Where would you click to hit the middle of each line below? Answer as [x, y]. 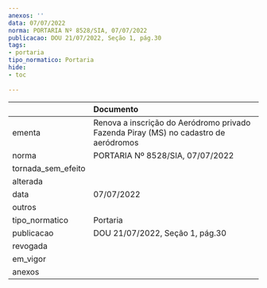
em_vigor [29, 259]
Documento [116, 109]
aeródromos [116, 142]
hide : [17, 68]
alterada [28, 181]
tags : [17, 45]
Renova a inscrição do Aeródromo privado [172, 123]
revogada [30, 246]
